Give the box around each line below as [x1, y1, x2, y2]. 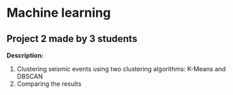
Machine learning [6, 5, 112, 21]
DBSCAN [16, 72, 44, 80]
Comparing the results [16, 80, 82, 88]
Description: [6, 51, 44, 59]
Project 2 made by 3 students [6, 33, 138, 45]
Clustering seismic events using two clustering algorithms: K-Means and [16, 65, 226, 73]
